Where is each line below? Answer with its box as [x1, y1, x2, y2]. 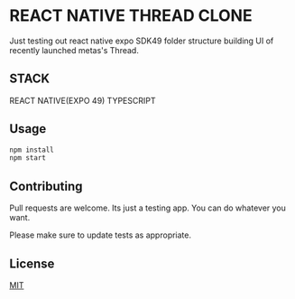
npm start [9, 154, 47, 163]
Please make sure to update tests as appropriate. [9, 229, 192, 240]
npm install [9, 145, 54, 154]
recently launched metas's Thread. [9, 44, 140, 55]
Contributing [9, 178, 83, 194]
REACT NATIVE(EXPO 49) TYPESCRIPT [9, 95, 156, 106]
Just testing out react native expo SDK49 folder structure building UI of [9, 35, 274, 46]
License [9, 256, 55, 271]
